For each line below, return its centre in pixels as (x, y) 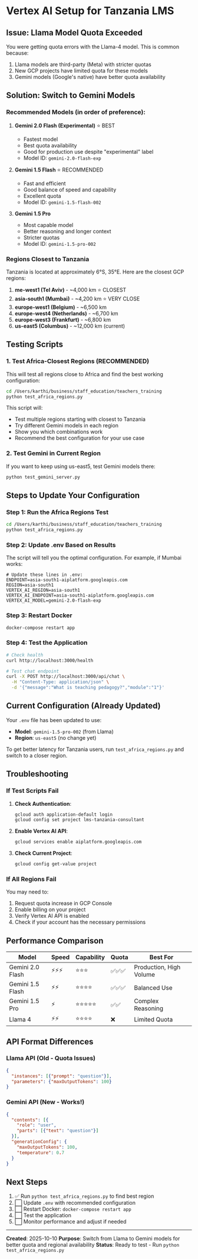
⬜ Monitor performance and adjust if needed (70, 1222)
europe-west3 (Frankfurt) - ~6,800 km (62, 319)
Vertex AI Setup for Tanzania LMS (90, 11)
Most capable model (48, 225)
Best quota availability (50, 145)
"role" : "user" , (37, 1125)
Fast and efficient (44, 183)
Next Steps (27, 1182)
